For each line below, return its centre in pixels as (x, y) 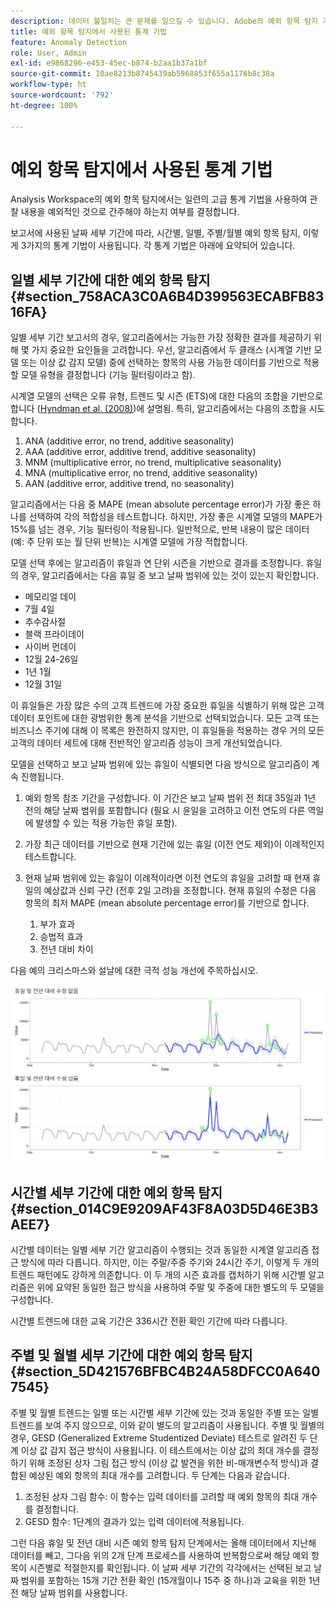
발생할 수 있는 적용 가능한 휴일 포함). (106, 823)
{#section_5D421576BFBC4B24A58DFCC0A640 (165, 1371)
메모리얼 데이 (50, 597)
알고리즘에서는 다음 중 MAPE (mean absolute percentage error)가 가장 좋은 (160, 504)
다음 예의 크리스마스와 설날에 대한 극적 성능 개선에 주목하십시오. (134, 971)
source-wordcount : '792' (62, 95)
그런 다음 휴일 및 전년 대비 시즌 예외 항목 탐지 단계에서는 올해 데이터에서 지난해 (163, 1542)
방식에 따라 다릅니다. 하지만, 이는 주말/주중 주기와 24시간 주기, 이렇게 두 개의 (170, 1262)
